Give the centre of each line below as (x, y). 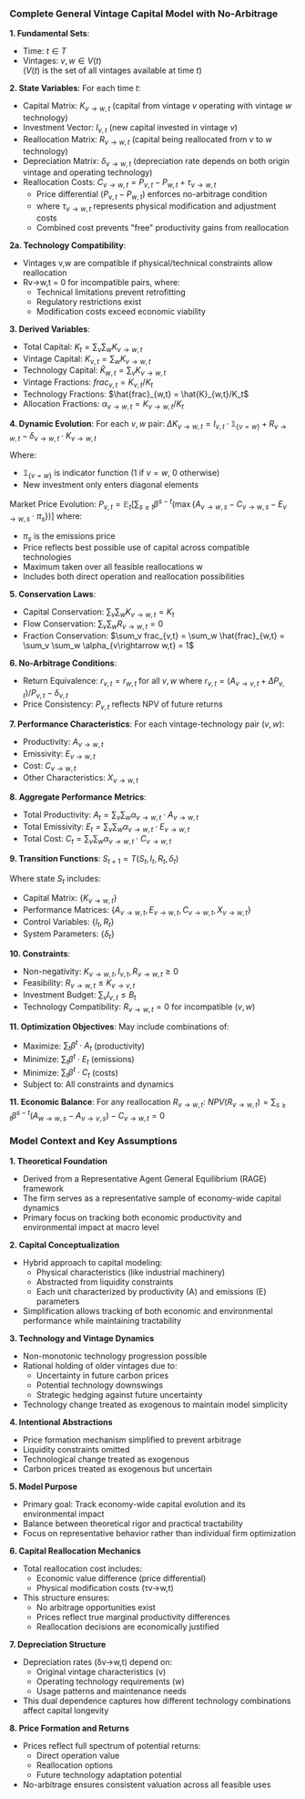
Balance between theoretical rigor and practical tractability (132, 1523)
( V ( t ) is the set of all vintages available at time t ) (112, 70)
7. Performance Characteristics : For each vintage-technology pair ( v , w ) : (147, 724)
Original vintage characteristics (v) (101, 1671)
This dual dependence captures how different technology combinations (157, 1701)
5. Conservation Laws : (53, 594)
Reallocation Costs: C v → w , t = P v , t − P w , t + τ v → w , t (119, 183)
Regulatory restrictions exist (89, 301)
